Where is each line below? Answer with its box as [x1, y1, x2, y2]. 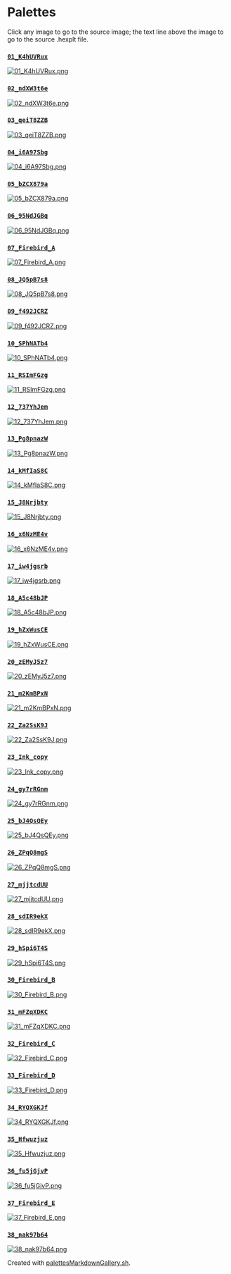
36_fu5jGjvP [7, 1167, 48, 1175]
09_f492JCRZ [7, 307, 48, 316]
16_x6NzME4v [7, 530, 48, 538]
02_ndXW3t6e [7, 85, 48, 92]
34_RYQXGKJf [7, 1103, 48, 1111]
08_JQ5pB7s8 [7, 276, 48, 283]
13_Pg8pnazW [7, 435, 48, 443]
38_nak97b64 [7, 1230, 48, 1239]
